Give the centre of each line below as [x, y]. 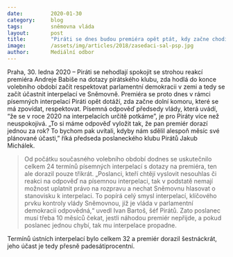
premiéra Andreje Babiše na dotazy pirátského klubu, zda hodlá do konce [112, 79]
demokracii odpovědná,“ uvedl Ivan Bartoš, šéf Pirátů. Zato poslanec [122, 210]
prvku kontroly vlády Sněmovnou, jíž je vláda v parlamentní [109, 203]
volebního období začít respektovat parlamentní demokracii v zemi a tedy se [116, 87]
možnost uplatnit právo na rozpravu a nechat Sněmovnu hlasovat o [120, 188]
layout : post [35, 33]
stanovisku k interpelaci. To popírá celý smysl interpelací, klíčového [120, 195]
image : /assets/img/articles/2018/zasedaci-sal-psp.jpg [101, 46]
